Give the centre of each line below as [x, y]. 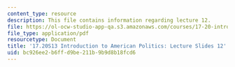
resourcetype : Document [42, 40]
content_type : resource [42, 14]
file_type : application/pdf [48, 33]
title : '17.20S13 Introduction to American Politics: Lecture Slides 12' [117, 46]
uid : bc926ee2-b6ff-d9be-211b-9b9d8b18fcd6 [72, 53]
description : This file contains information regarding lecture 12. [109, 20]
